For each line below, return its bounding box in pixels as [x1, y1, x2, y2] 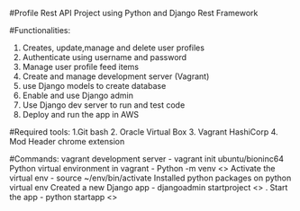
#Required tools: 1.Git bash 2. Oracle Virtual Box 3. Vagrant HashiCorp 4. [9, 127, 278, 137]
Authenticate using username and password [22, 52, 187, 62]
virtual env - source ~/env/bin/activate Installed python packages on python [9, 172, 292, 183]
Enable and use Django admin [22, 90, 133, 101]
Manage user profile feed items [22, 62, 140, 72]
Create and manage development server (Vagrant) [22, 71, 210, 82]
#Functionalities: [9, 25, 71, 35]
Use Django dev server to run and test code [22, 100, 186, 110]
